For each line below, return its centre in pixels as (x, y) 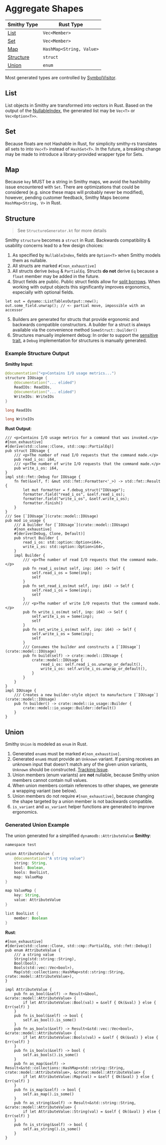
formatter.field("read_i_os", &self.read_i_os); (74, 495)
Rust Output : (19, 429)
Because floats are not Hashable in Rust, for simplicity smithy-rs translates (81, 143)
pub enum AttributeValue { (33, 950)
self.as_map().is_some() (49, 1094)
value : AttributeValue (37, 900)
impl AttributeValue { (28, 990)
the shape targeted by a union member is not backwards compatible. (83, 801)
